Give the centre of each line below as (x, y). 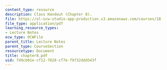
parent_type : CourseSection (34, 46)
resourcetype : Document (30, 51)
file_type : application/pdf (34, 23)
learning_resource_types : (32, 28)
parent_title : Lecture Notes (35, 42)
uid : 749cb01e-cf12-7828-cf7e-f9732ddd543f (51, 60)
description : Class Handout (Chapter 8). (49, 14)
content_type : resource (30, 10)
